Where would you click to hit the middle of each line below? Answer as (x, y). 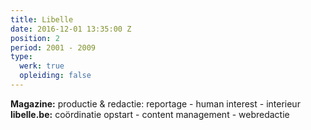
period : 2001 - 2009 (53, 47)
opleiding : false (55, 76)
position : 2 (35, 38)
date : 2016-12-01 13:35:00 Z (71, 29)
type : (21, 57)
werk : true (42, 66)
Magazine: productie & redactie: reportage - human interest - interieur (155, 103)
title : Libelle (42, 19)
